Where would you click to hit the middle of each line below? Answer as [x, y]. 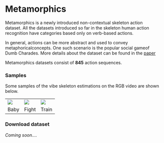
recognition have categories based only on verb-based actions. [69, 33]
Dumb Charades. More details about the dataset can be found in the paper [81, 53]
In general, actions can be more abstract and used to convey [67, 42]
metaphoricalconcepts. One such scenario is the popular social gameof [77, 48]
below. [12, 91]
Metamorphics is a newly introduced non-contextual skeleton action [74, 23]
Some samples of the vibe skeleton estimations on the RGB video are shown [82, 86]
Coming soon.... [21, 135]
